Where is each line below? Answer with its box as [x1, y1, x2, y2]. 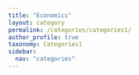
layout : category [8, 19, 65, 27]
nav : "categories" [15, 55, 76, 63]
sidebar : [8, 48, 37, 55]
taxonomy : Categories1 [8, 41, 82, 48]
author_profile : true [8, 33, 79, 41]
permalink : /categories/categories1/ [8, 26, 132, 34]
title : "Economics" [8, 11, 72, 20]
